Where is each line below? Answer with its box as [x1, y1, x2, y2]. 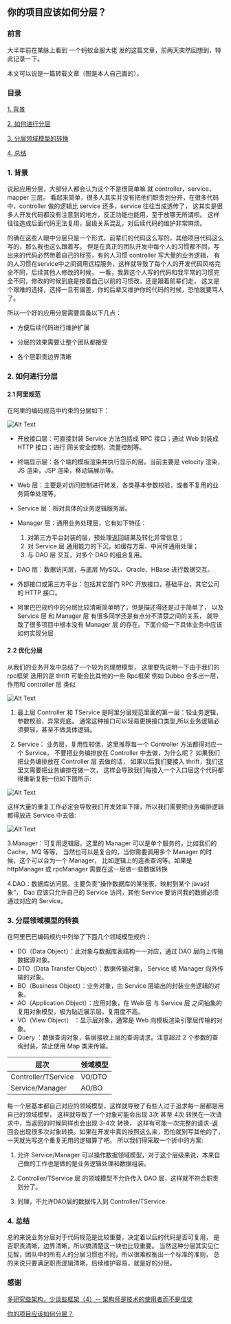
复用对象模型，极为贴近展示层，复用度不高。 [16, 1007, 144, 1015]
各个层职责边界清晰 [16, 353, 72, 361]
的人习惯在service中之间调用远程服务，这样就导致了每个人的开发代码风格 [7, 260, 215, 268]
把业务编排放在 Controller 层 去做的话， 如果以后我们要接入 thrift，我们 [16, 757, 218, 765]
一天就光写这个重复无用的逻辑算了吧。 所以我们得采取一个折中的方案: [7, 1136, 203, 1144]
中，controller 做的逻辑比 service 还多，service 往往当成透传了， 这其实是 [7, 202, 217, 210]
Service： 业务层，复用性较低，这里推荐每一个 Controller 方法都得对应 [16, 740, 217, 748]
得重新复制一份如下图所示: [16, 774, 91, 783]
